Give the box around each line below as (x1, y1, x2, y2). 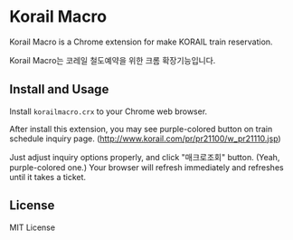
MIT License (9, 222, 56, 233)
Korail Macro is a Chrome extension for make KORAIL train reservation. (9, 36, 273, 47)
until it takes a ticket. (9, 171, 87, 182)
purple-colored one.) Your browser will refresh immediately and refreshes (9, 161, 284, 173)
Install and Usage (9, 82, 109, 97)
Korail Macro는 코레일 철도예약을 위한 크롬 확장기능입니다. (9, 54, 216, 65)
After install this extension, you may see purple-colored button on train (9, 123, 273, 134)
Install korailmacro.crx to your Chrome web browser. (9, 106, 208, 117)
